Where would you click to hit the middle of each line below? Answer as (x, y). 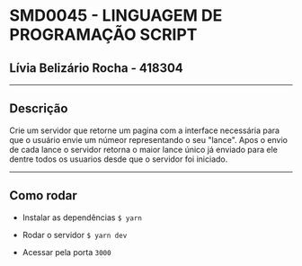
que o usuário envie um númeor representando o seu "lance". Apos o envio (148, 139)
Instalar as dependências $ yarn (82, 217)
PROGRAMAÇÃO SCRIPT (103, 35)
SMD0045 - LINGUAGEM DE (116, 16)
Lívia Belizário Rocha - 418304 (97, 68)
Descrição (39, 109)
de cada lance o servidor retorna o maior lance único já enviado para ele (144, 149)
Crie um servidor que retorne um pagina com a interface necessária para (145, 130)
